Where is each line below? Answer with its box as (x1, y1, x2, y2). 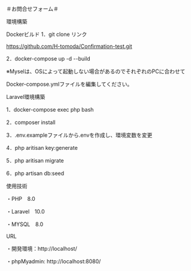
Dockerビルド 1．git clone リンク (6, 31, 87, 38)
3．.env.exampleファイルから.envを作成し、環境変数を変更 (6, 131, 153, 138)
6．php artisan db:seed (6, 170, 65, 177)
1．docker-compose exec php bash (6, 106, 94, 113)
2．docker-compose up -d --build (6, 55, 91, 62)
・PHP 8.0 (6, 195, 36, 202)
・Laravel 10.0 (6, 208, 45, 215)
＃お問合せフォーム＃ (6, 5, 59, 12)
